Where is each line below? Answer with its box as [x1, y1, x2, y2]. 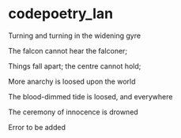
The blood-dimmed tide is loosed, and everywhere [8, 91, 173, 101]
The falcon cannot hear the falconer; [8, 46, 128, 55]
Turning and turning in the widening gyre [8, 31, 141, 40]
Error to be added [8, 122, 66, 132]
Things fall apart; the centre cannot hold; [8, 61, 141, 71]
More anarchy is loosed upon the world [8, 76, 136, 86]
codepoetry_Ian [8, 5, 114, 23]
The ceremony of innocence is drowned [8, 107, 138, 117]
